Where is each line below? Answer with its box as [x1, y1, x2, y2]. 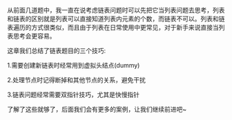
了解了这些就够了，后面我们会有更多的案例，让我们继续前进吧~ [7, 106, 187, 113]
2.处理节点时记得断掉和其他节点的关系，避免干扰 [7, 76, 146, 84]
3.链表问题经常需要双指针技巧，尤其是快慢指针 [7, 90, 140, 99]
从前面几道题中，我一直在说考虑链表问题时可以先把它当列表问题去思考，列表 [7, 6, 225, 14]
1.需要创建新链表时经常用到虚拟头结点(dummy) [7, 61, 140, 69]
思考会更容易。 [12, 32, 56, 40]
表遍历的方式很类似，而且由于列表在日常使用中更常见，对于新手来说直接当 [7, 23, 219, 31]
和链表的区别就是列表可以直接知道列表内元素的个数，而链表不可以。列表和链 [7, 14, 225, 23]
